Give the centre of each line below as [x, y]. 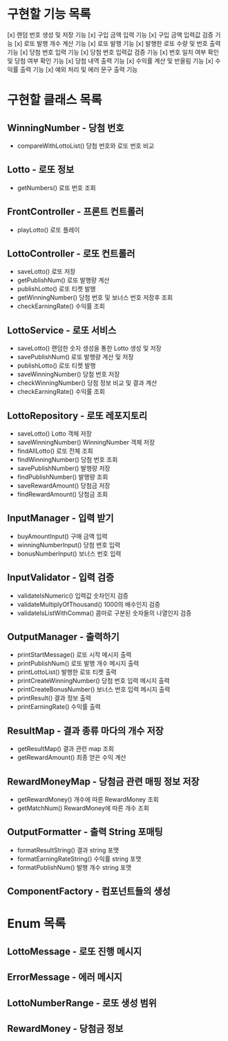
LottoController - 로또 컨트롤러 [71, 253]
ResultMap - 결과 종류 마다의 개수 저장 [85, 731]
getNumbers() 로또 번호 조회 [56, 187]
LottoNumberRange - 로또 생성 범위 [82, 1003]
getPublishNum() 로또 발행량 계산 [63, 280]
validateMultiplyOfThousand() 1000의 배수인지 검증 [89, 604]
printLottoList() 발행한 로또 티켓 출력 [67, 672]
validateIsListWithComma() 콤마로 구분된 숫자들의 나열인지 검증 [104, 613]
